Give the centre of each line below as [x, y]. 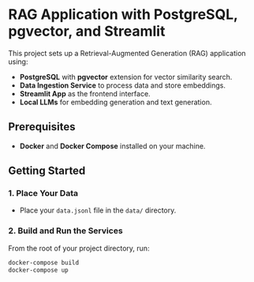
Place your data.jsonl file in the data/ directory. [98, 210]
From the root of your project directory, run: [79, 248]
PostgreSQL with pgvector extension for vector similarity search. [126, 77]
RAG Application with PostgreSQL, [123, 15]
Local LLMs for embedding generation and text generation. [116, 102]
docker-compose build [44, 262]
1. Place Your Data [43, 194]
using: [18, 62]
